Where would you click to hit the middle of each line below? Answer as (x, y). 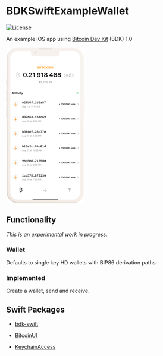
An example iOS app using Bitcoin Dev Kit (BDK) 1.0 (69, 39)
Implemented (26, 278)
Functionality (31, 220)
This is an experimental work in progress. (57, 234)
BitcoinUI (26, 335)
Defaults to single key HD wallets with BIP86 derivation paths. (82, 263)
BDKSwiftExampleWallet (68, 11)
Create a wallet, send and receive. (48, 291)
